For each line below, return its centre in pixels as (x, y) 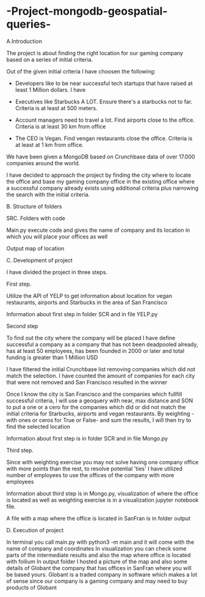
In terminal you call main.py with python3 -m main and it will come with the (100, 542)
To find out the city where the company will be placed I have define (91, 338)
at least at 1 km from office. (49, 144)
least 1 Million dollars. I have (50, 89)
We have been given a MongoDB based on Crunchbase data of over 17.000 (101, 157)
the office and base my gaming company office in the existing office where (101, 181)
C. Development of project (40, 260)
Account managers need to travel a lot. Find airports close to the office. (105, 120)
